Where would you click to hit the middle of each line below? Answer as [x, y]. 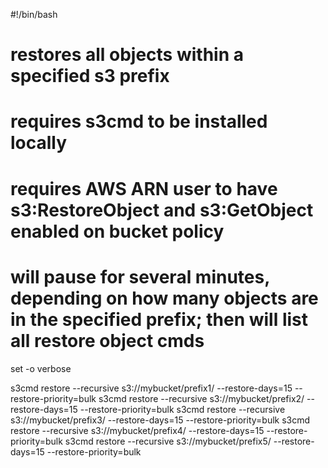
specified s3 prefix [90, 76]
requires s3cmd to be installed [139, 121]
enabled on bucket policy [117, 231]
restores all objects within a [127, 55]
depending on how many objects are [164, 298]
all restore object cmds [107, 340]
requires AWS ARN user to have [144, 188]
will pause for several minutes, [140, 276]
